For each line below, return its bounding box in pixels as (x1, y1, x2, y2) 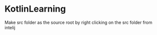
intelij (4, 24, 16, 30)
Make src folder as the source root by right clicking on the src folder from (4, 19, 153, 25)
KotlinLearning (4, 3, 66, 15)
